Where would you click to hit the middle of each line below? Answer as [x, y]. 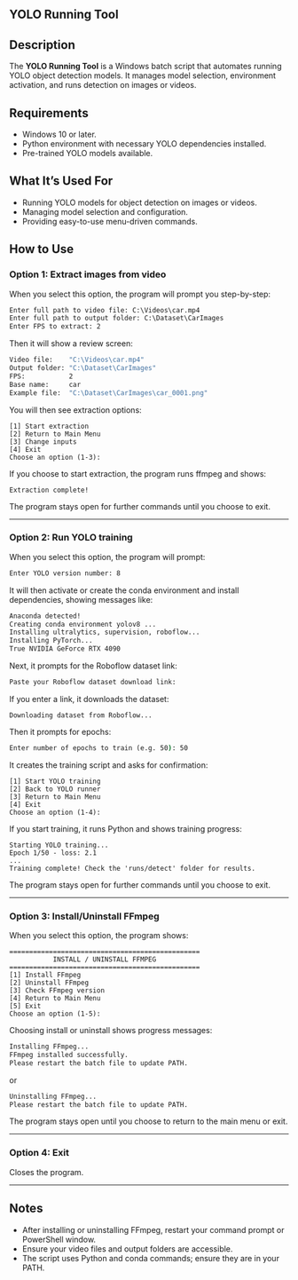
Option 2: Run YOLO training [71, 538]
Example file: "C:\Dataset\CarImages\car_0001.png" [109, 393]
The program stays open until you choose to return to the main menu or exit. [149, 1121]
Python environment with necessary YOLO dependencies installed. [144, 144]
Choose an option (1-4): [55, 812]
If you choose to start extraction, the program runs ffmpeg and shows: [138, 473]
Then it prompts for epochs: [60, 731]
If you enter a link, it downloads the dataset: [89, 699]
